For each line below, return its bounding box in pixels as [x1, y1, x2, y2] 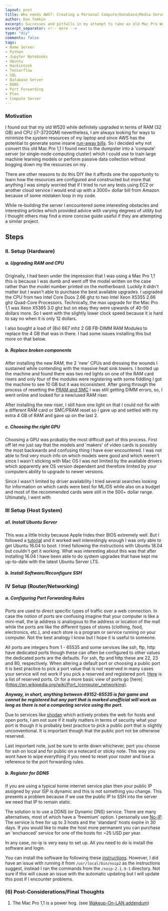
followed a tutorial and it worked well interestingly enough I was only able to [5, 537, 161, 543]
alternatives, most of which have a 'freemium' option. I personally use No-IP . [5, 814, 163, 820]
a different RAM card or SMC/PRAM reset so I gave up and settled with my [5, 407, 158, 413]
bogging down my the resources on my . [5, 161, 88, 167]
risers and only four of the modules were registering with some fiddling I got [5, 376, 162, 382]
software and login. [5, 845, 45, 851]
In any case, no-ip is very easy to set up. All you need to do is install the [5, 839, 153, 846]
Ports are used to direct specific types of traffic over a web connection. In [5, 608, 157, 614]
